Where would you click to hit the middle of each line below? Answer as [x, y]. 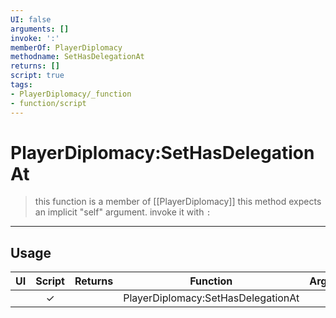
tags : [21, 85]
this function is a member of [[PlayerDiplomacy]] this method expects [178, 202]
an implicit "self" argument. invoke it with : [123, 212]
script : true [37, 76]
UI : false [31, 19]
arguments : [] [40, 29]
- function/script [48, 103]
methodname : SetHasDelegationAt [77, 57]
